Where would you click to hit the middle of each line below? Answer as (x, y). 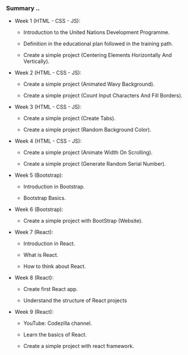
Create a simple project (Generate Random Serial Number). (94, 164)
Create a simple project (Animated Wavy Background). (89, 84)
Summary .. (23, 8)
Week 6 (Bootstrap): (39, 209)
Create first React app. (50, 289)
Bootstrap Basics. (45, 198)
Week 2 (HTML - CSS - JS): (48, 73)
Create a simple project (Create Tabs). (69, 118)
